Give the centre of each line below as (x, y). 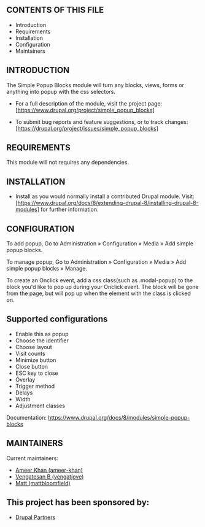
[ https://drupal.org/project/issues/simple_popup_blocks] (87, 128)
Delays (24, 393)
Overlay (25, 379)
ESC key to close (37, 373)
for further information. (70, 210)
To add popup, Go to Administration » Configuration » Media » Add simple (100, 244)
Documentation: (27, 417)
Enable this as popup (42, 334)
